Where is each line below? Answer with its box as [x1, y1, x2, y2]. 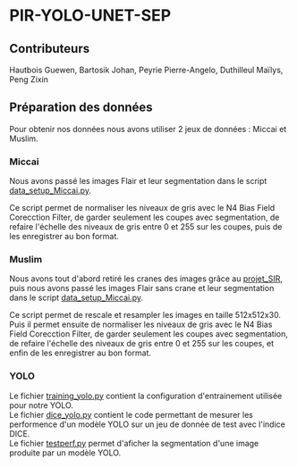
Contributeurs [9, 41, 90, 56]
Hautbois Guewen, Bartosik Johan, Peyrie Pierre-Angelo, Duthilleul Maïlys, [9, 64, 284, 75]
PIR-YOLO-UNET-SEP [9, 5, 172, 26]
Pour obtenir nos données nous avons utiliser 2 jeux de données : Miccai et [9, 123, 287, 134]
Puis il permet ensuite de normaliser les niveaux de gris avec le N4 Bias [9, 319, 273, 330]
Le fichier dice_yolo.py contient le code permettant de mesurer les [9, 409, 253, 420]
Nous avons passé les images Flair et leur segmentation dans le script [9, 176, 267, 187]
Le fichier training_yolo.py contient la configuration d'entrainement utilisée [9, 390, 283, 401]
